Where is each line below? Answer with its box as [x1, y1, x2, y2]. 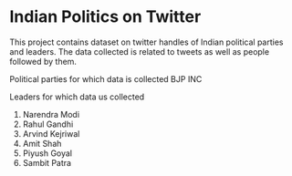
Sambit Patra [22, 157, 71, 168]
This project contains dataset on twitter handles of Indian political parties [9, 36, 284, 47]
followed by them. [9, 56, 78, 67]
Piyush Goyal [22, 148, 73, 159]
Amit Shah [22, 138, 62, 149]
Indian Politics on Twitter [9, 6, 202, 27]
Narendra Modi [22, 109, 80, 119]
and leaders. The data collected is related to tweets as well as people [9, 46, 270, 57]
